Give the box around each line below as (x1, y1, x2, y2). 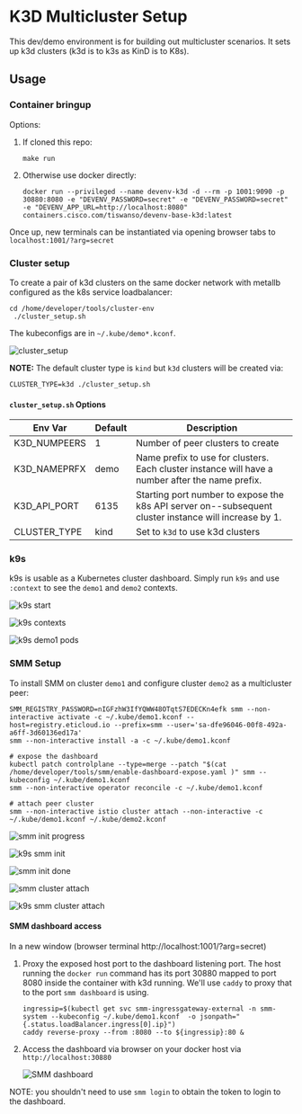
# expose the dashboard (9, 752, 99, 761)
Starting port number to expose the (136, 488, 285, 501)
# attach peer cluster (9, 798, 94, 808)
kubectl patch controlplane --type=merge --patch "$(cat (9, 760, 227, 769)
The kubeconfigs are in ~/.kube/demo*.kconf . (9, 327, 176, 338)
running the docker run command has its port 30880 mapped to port (22, 967, 277, 978)
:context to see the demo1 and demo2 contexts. (9, 583, 178, 593)
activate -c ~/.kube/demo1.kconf (57, 712, 182, 721)
